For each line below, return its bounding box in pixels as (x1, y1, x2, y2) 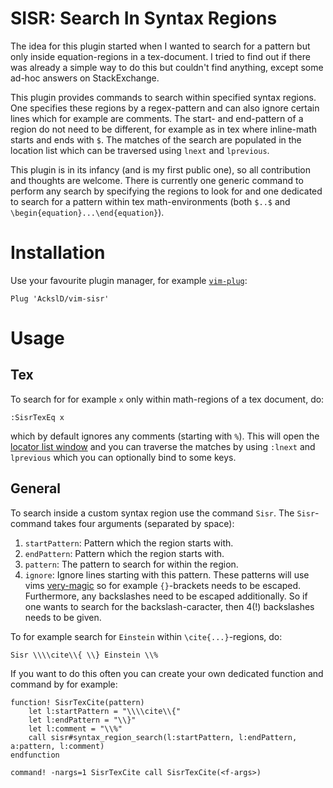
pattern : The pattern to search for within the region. (24, 558, 239, 570)
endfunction (10, 750, 60, 760)
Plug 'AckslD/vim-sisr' (10, 293, 110, 304)
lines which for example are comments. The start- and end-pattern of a (10, 112, 304, 124)
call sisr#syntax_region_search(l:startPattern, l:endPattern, (28, 732, 298, 742)
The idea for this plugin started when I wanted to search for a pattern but (10, 40, 311, 52)
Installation (10, 242, 106, 264)
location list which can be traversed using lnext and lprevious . (10, 144, 270, 156)
